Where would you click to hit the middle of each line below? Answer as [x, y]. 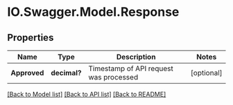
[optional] [206, 73]
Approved [27, 73]
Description [136, 57]
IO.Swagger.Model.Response [93, 12]
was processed [113, 77]
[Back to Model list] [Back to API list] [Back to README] [87, 94]
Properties [31, 38]
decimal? [66, 73]
